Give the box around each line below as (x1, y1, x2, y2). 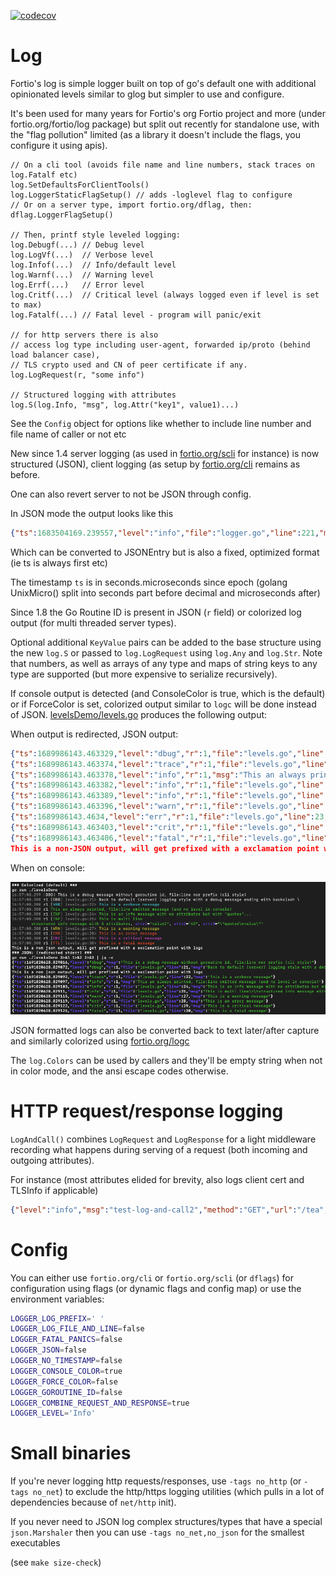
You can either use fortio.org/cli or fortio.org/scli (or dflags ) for (10, 1271, 294, 1284)
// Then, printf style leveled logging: (10, 230, 182, 240)
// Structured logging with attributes (10, 390, 177, 400)
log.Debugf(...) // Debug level (10, 240, 145, 250)
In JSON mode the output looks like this (10, 507, 174, 519)
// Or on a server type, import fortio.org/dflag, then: (10, 200, 253, 210)
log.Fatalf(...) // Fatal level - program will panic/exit (10, 310, 262, 320)
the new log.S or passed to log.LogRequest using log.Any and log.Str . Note (10, 646, 323, 659)
